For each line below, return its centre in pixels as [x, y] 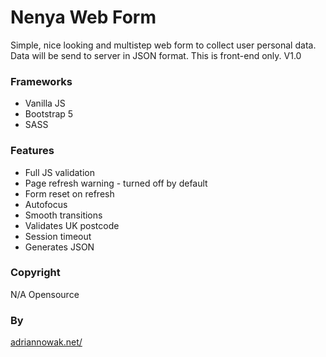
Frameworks [41, 81]
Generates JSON [59, 247]
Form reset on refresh [69, 193]
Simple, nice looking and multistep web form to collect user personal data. [163, 45]
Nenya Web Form [83, 17]
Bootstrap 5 [49, 114]
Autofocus [46, 204]
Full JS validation [60, 172]
